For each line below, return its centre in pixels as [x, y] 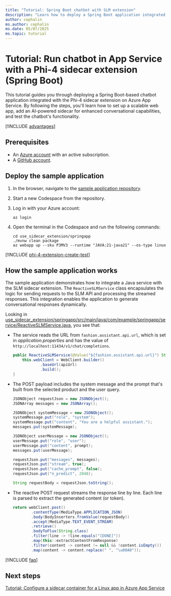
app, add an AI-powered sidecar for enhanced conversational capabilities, [83, 111]
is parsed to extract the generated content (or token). [69, 498]
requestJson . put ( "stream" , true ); [49, 464]
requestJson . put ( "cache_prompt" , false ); [57, 469]
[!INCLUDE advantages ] [30, 126]
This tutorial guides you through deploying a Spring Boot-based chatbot [81, 94]
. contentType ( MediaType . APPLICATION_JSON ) [77, 512]
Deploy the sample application [55, 176]
